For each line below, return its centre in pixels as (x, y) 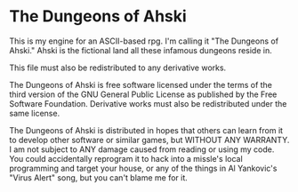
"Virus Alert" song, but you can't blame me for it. (99, 177)
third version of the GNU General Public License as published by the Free (143, 94)
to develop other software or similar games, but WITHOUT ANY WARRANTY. (149, 140)
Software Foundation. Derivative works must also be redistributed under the (148, 103)
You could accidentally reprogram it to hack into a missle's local (126, 158)
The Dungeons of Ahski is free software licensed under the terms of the (141, 84)
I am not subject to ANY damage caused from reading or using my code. (142, 149)
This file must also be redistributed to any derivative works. (118, 68)
